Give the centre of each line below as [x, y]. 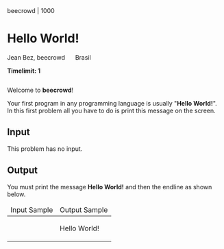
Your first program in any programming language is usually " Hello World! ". [112, 103]
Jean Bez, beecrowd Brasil [49, 57]
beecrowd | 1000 [31, 11]
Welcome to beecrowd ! [40, 90]
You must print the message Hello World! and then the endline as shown [110, 187]
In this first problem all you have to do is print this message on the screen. [111, 110]
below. [16, 194]
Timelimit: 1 [24, 71]
